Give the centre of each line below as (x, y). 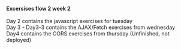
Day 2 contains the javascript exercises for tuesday (70, 21)
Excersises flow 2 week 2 (38, 9)
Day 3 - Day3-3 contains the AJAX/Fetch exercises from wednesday (91, 27)
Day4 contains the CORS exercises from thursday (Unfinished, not (88, 34)
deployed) (19, 40)
